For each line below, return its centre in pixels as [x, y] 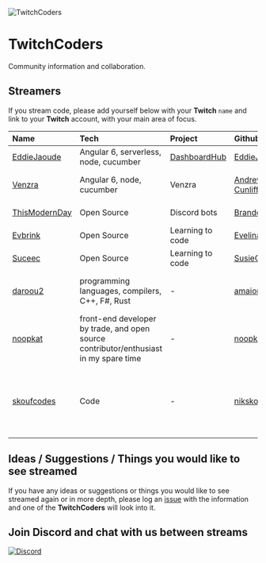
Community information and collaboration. [77, 66]
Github [247, 138]
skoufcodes [34, 401]
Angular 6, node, [110, 179]
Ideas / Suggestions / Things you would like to [124, 459]
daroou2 [28, 291]
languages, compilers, [121, 291]
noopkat [28, 338]
